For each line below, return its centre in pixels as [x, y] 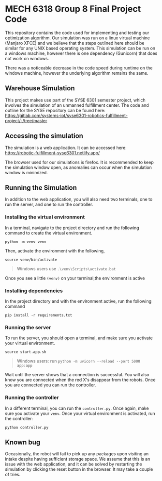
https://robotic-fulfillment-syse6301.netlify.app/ [52, 153]
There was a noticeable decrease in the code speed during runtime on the [79, 68]
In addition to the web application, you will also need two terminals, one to [79, 199]
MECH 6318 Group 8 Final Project [73, 9]
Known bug [23, 442]
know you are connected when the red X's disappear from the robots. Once [80, 380]
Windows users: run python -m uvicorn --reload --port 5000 [79, 361]
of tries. [13, 475]
